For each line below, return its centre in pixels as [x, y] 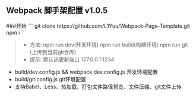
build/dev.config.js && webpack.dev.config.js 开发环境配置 [86, 72]
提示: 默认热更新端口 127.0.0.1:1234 [72, 59]
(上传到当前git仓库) [53, 52]
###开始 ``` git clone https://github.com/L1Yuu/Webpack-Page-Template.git [98, 26]
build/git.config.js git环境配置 [50, 79]
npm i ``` [16, 32]
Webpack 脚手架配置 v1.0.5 [57, 11]
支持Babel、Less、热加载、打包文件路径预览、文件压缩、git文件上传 [98, 87]
